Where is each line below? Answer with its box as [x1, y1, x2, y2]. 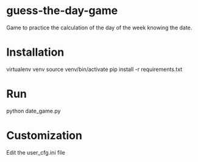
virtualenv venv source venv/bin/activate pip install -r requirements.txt [6, 65, 183, 73]
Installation [6, 45, 65, 59]
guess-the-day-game [6, 4, 118, 18]
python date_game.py [6, 107, 61, 114]
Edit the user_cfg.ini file [6, 149, 65, 156]
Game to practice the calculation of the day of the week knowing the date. [6, 24, 193, 31]
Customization [6, 129, 82, 142]
